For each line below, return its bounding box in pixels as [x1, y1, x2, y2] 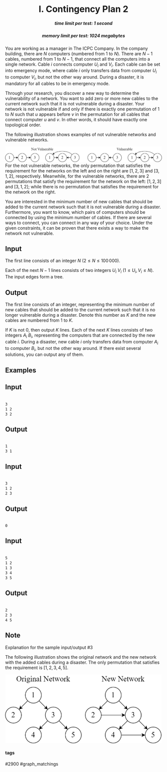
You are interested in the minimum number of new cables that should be [5, 198, 153, 204]
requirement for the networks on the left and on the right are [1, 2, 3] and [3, [5, 168, 160, 173]
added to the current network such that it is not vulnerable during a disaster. [5, 204, 162, 210]
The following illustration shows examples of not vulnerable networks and [5, 131, 156, 137]
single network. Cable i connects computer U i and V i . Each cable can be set [5, 61, 161, 68]
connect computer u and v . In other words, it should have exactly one [5, 116, 148, 122]
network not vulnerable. [5, 230, 54, 236]
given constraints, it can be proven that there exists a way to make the [5, 225, 149, 231]
